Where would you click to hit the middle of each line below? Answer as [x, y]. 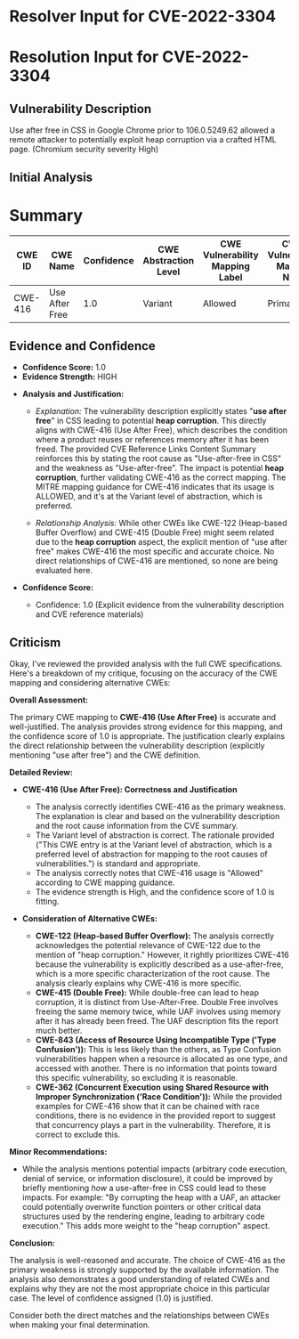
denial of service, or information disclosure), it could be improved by [147, 1179]
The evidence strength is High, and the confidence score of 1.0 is [155, 892]
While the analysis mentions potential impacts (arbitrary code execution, [154, 1169]
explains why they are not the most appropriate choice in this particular [140, 1289]
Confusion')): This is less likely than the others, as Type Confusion [158, 1050]
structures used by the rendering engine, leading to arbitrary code [143, 1216]
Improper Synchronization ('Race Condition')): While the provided [159, 1097]
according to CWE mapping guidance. [105, 882]
